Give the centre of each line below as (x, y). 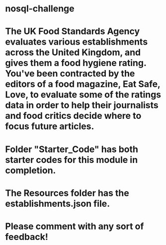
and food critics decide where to (73, 116)
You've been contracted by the (70, 74)
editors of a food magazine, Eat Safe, (83, 84)
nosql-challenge (40, 9)
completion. (31, 170)
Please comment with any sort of (75, 226)
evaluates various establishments (77, 42)
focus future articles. (50, 126)
